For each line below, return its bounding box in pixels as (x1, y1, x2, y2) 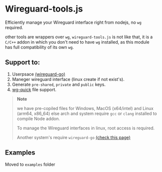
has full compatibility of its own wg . (5, 44, 74, 50)
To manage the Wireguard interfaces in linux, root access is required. (16, 125, 155, 131)
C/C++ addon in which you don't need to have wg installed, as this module (5, 39, 150, 45)
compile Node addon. (16, 115, 60, 122)
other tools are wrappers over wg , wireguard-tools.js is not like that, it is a (5, 34, 153, 40)
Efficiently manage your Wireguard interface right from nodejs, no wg (5, 19, 142, 25)
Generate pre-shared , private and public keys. (12, 81, 106, 87)
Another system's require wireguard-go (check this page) (16, 134, 131, 140)
